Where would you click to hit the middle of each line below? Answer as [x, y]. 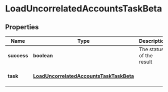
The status [151, 49]
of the [146, 55]
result [145, 62]
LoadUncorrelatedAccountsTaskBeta [84, 9]
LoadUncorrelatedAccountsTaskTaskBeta [83, 76]
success [18, 55]
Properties [22, 27]
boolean [43, 55]
